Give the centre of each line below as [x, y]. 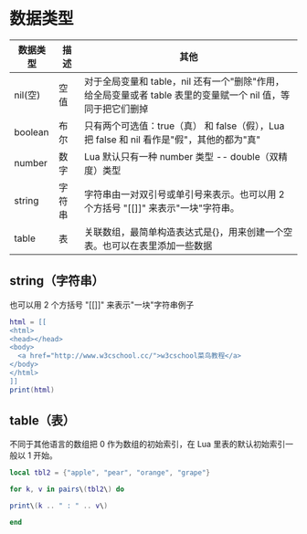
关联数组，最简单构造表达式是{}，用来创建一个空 [188, 232]
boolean [32, 131]
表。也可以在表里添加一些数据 [148, 246]
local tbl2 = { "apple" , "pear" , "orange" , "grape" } [110, 473]
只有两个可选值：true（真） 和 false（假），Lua [184, 126]
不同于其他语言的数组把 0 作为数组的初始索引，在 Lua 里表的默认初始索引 [148, 445]
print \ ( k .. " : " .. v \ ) [58, 506]
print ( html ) [32, 390]
